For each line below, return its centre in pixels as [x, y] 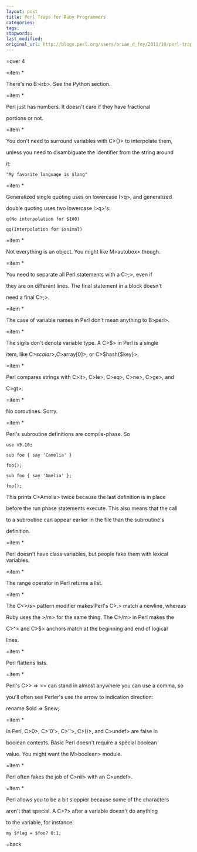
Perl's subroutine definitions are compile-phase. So [68, 434]
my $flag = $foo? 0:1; [34, 833]
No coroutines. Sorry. [32, 411]
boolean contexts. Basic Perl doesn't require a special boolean [81, 743]
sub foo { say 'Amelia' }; [39, 475]
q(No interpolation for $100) [43, 219]
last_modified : [25, 39]
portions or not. [25, 118]
